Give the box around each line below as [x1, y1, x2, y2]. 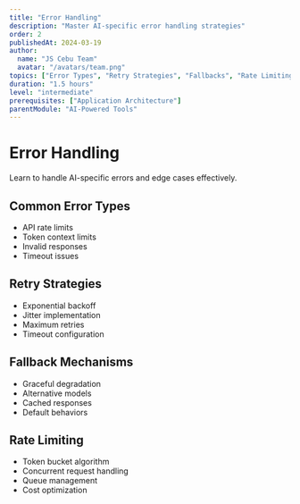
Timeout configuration [21, 328, 104, 340]
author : [9, 46, 38, 55]
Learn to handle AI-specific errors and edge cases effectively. [9, 172, 237, 183]
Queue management [21, 475, 98, 486]
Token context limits [21, 231, 96, 242]
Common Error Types [9, 198, 131, 214]
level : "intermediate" [9, 88, 94, 97]
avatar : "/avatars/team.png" [17, 63, 126, 72]
